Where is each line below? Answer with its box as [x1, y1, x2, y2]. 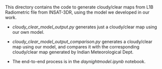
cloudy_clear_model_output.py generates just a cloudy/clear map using [12, 24, 157, 30]
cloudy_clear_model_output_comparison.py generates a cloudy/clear [12, 39, 153, 45]
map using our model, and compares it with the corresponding [12, 44, 140, 49]
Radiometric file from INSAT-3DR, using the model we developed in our [5, 9, 150, 15]
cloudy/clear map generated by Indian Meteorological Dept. [12, 49, 134, 55]
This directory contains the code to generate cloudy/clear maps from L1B [5, 4, 154, 10]
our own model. [12, 29, 44, 35]
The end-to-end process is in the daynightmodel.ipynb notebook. [12, 59, 146, 64]
